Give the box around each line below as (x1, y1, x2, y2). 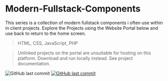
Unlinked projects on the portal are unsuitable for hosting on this (17, 50, 151, 56)
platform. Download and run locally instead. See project (17, 55, 133, 61)
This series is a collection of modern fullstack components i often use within (5, 20, 163, 26)
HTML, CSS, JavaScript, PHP (17, 40, 78, 46)
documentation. (17, 60, 50, 66)
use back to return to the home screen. (5, 30, 87, 36)
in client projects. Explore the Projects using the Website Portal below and (5, 25, 158, 31)
